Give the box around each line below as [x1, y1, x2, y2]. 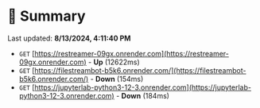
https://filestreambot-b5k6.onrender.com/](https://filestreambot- [34, 65, 246, 75]
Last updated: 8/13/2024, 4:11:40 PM [7, 33, 131, 43]
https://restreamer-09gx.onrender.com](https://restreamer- [34, 48, 230, 58]
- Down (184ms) [115, 91, 170, 100]
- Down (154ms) [90, 74, 144, 83]
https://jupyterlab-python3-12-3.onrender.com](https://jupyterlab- [34, 83, 252, 92]
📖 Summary [7, 7, 86, 25]
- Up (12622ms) [87, 57, 140, 67]
